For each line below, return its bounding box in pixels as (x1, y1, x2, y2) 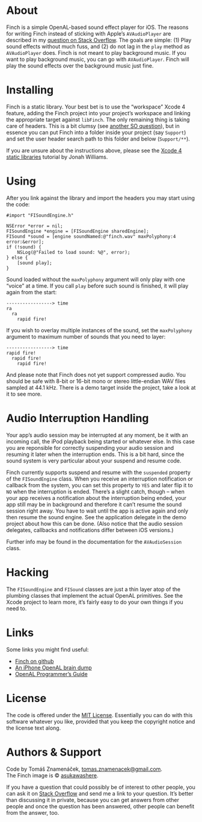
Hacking (6, 565, 49, 579)
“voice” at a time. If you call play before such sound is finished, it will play (6, 282, 189, 289)
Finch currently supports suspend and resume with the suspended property (6, 469, 191, 476)
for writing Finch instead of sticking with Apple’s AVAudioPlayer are (6, 30, 171, 37)
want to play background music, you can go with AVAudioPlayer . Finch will (6, 55, 189, 63)
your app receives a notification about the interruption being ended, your (6, 494, 187, 501)
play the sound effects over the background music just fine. (6, 62, 154, 69)
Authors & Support (6, 745, 102, 759)
